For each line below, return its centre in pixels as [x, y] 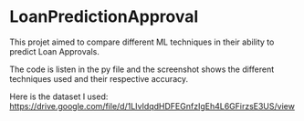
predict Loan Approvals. [55, 51]
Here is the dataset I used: [59, 96]
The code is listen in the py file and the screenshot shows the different [142, 69]
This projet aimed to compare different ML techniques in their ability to [142, 42]
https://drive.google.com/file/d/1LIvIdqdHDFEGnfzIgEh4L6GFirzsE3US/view [152, 106]
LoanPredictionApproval [104, 17]
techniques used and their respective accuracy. [99, 78]
